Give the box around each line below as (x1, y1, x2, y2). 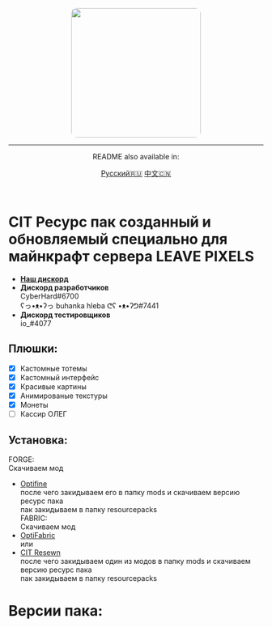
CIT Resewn (19, 547, 61, 557)
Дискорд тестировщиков (19, 310, 111, 320)
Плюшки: (8, 342, 58, 356)
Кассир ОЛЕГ (19, 409, 67, 419)
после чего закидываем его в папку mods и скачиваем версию (19, 487, 240, 497)
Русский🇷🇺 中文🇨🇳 (100, 168, 172, 178)
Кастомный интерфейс (19, 372, 100, 382)
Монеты (19, 400, 49, 409)
